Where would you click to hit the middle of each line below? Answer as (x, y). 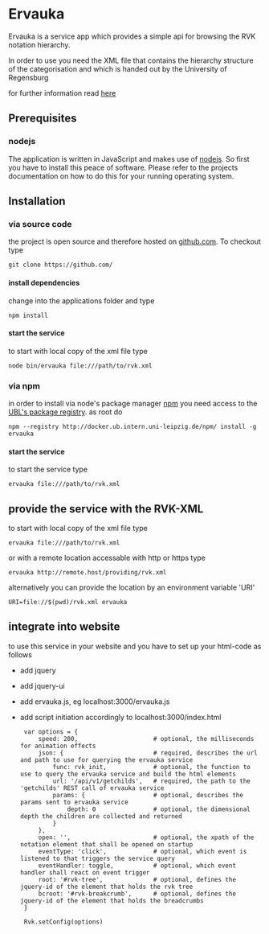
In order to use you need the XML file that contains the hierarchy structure (131, 60)
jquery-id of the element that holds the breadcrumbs (112, 901)
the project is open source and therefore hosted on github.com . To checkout (134, 241)
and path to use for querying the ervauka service (106, 760)
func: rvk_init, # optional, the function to (151, 767)
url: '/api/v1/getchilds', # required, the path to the (151, 781)
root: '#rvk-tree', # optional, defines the (137, 879)
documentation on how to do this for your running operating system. (121, 176)
